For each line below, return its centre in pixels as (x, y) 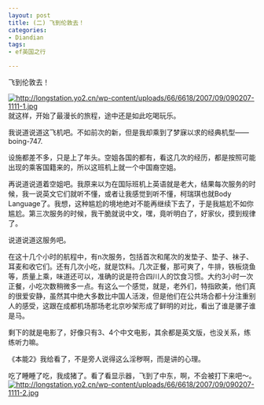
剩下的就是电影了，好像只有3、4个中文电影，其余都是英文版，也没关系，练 (130, 332)
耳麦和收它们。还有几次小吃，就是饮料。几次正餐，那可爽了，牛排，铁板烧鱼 (132, 267)
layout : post (29, 15)
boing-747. (26, 141)
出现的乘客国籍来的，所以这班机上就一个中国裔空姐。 (94, 167)
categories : (27, 30)
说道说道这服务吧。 (39, 240)
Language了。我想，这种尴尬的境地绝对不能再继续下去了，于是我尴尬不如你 (131, 204)
